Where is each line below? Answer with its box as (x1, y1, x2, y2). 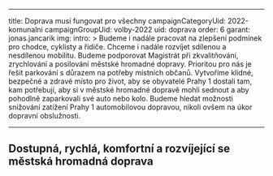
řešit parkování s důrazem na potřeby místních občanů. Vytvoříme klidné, (8, 68, 253, 77)
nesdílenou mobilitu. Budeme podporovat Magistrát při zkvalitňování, (8, 50, 239, 60)
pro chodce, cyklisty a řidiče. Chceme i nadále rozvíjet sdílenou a (8, 42, 227, 51)
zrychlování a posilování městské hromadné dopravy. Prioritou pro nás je (8, 59, 252, 69)
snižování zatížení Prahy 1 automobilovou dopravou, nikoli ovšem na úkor (8, 102, 253, 112)
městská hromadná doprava (8, 155, 154, 169)
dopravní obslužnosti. (8, 111, 81, 120)
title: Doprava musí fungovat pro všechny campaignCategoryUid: (8, 16, 226, 25)
